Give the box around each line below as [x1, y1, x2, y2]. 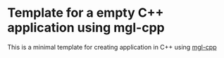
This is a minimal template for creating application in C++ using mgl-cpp [7, 43, 217, 51]
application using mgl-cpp [7, 20, 165, 36]
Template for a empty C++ [7, 5, 164, 21]
